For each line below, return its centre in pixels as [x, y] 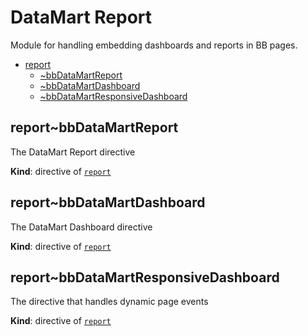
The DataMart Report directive [73, 152]
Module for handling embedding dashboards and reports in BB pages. [154, 45]
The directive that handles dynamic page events [109, 302]
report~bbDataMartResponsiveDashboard [145, 277]
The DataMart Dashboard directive [81, 227]
